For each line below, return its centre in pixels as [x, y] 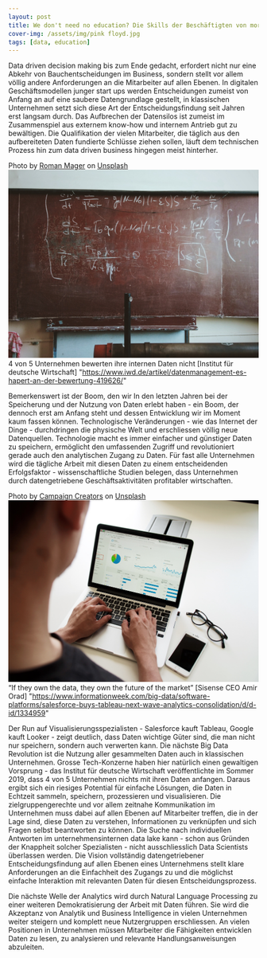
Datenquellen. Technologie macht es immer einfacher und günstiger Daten [130, 439]
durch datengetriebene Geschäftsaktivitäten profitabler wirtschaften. [120, 481]
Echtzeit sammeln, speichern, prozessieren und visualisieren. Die [115, 796]
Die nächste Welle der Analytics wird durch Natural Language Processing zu [133, 896]
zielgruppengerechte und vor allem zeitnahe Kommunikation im [112, 804]
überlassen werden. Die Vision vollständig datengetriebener [106, 855]
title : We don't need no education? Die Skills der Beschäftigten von [128, 25]
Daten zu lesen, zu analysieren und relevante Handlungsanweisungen [122, 938]
